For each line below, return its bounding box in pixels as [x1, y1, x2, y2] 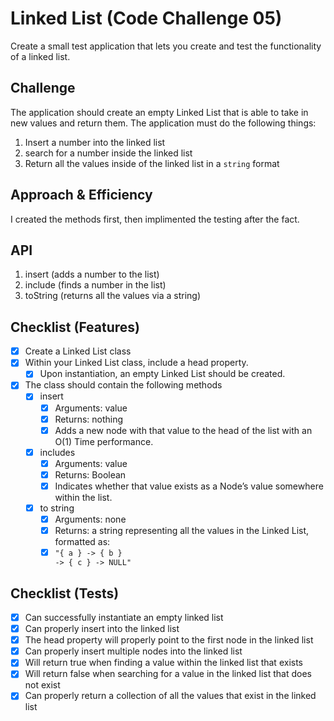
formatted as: [54, 536, 111, 548]
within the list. [54, 491, 113, 503]
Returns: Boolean [54, 468, 127, 481]
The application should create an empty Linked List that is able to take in [10, 106, 309, 118]
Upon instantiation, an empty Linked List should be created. [39, 368, 286, 380]
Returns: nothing [54, 413, 124, 425]
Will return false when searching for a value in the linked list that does [24, 668, 313, 680]
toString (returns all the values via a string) [24, 290, 201, 302]
